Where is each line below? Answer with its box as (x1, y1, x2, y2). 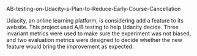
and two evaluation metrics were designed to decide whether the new (6, 37, 182, 43)
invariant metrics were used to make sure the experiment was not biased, (6, 30, 191, 37)
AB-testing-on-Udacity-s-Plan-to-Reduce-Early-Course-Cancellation (6, 5, 181, 12)
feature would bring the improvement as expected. (6, 43, 134, 50)
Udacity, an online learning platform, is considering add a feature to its (6, 17, 184, 24)
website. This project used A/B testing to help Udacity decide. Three (6, 24, 179, 30)
